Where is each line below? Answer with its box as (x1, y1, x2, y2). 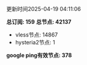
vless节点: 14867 (15, 31, 58, 38)
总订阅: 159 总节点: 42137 (6, 18, 72, 26)
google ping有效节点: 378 (6, 52, 72, 59)
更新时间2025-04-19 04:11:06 (6, 5, 81, 12)
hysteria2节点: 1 (15, 39, 55, 46)
